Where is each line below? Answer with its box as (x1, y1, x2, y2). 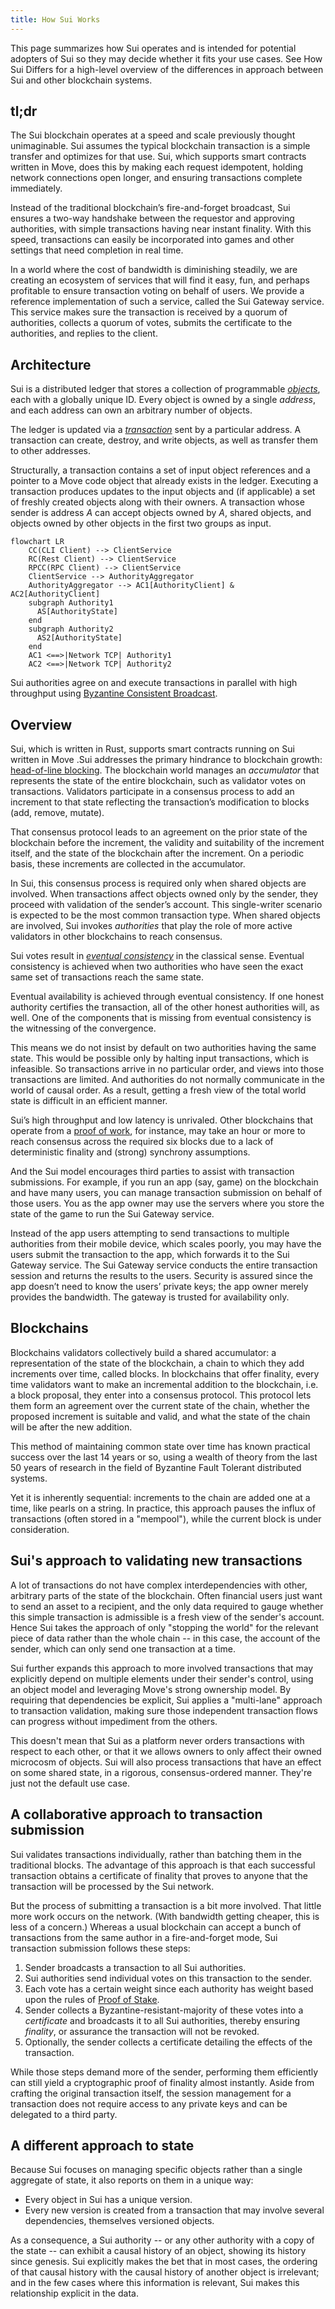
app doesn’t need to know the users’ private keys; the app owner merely (10, 1281, 309, 1293)
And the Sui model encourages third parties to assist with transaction (10, 1166, 295, 1178)
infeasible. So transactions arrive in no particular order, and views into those (10, 1063, 325, 1075)
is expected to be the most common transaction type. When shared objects (10, 909, 321, 921)
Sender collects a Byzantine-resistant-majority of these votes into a (24, 2004, 304, 2016)
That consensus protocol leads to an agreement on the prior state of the (10, 826, 308, 838)
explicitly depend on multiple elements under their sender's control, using (10, 1672, 314, 1685)
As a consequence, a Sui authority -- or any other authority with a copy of (10, 2234, 315, 2246)
